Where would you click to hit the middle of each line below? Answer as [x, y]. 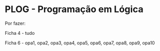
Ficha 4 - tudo [20, 33]
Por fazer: [15, 23]
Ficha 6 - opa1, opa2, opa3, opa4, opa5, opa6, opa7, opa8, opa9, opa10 [80, 43]
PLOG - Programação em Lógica [74, 9]
